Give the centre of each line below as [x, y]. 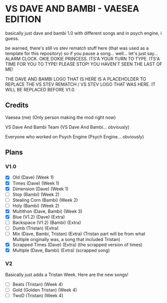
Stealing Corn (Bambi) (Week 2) [45, 200]
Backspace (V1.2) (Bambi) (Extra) [47, 222]
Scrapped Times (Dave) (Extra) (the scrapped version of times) [77, 245]
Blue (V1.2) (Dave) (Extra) [38, 217]
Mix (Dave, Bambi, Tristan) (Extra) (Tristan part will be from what [79, 234]
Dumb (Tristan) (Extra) [35, 228]
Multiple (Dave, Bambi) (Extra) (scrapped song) [61, 251]
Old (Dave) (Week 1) [33, 177]
